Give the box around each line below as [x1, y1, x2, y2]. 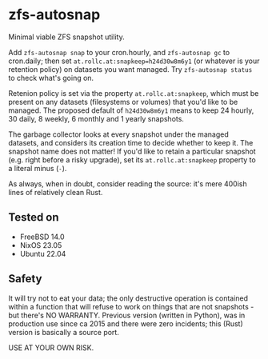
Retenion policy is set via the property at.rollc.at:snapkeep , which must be [8, 88, 259, 98]
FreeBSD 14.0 [19, 232, 65, 241]
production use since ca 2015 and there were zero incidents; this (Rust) [8, 318, 244, 329]
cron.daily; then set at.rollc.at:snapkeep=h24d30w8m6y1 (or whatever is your [8, 56, 260, 66]
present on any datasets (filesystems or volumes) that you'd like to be [8, 97, 238, 106]
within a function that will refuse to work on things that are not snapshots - [8, 301, 254, 311]
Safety [8, 272, 42, 285]
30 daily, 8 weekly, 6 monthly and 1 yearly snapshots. [8, 114, 184, 123]
